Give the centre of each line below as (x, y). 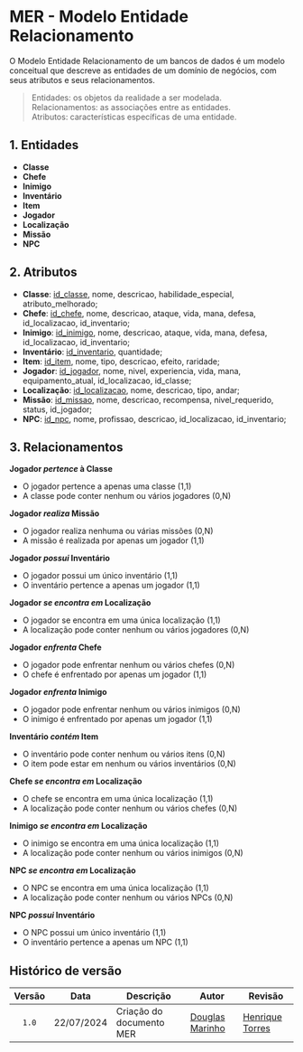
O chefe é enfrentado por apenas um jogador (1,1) (115, 674)
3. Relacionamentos (66, 447)
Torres (257, 1029)
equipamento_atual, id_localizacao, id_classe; (107, 380)
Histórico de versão (65, 970)
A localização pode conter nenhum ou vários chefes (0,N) (130, 808)
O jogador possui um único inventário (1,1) (100, 576)
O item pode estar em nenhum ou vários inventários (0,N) (129, 764)
